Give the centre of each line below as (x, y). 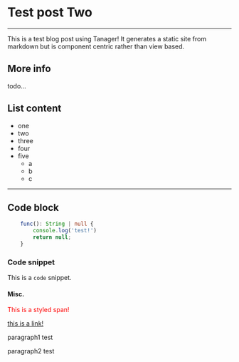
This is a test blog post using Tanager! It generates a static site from (107, 38)
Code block (33, 207)
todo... (17, 86)
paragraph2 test (31, 351)
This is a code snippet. (40, 278)
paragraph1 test (30, 337)
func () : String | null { (57, 224)
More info (29, 69)
